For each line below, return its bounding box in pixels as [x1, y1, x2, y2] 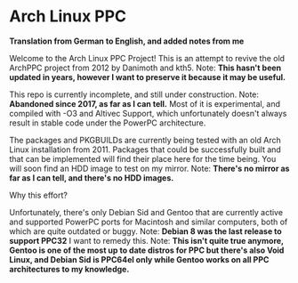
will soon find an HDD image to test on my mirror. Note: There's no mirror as [9, 163, 290, 174]
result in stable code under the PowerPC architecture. [9, 117, 206, 128]
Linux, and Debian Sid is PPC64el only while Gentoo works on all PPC [9, 254, 270, 264]
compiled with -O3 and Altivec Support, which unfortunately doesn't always [9, 108, 287, 118]
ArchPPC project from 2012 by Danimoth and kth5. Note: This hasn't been [9, 62, 282, 73]
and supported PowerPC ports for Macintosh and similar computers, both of [9, 216, 288, 227]
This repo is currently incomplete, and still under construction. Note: [9, 89, 260, 100]
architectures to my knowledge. [9, 263, 130, 274]
